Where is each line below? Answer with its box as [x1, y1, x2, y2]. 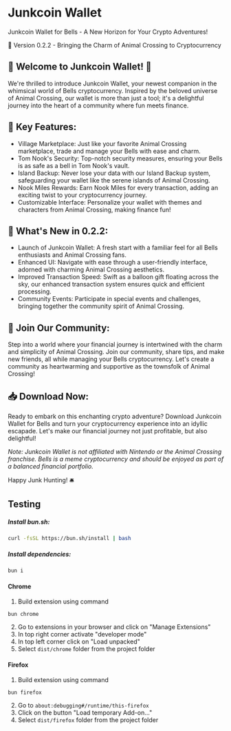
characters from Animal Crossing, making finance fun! [17, 205, 171, 214]
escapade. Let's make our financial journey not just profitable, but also [8, 427, 208, 435]
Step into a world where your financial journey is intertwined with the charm [8, 340, 223, 349]
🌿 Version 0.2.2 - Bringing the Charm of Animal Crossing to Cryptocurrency [8, 41, 222, 49]
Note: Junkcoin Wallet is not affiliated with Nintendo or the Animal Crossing [8, 448, 222, 455]
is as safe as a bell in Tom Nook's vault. [17, 161, 130, 169]
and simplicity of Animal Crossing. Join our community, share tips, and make [8, 348, 225, 356]
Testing [8, 498, 41, 511]
